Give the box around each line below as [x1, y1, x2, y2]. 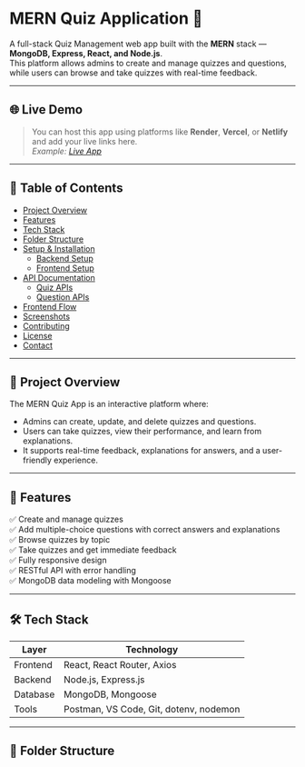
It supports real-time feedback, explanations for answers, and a [22, 445, 261, 456]
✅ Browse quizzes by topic [9, 534, 111, 545]
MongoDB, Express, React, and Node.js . [9, 47, 163, 58]
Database [14, 688, 55, 701]
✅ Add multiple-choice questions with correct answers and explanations [9, 524, 280, 535]
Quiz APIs [35, 282, 74, 293]
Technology [125, 643, 179, 655]
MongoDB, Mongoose [63, 688, 157, 701]
